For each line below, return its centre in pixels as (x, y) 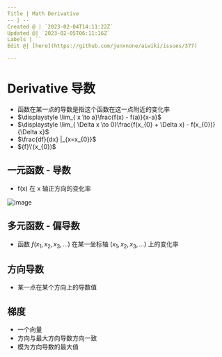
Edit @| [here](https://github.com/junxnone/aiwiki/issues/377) (102, 46)
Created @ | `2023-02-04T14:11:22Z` (60, 26)
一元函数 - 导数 (39, 170)
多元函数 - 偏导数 (43, 226)
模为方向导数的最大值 (48, 347)
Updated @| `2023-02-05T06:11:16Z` (59, 33)
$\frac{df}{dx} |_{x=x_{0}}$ (57, 139)
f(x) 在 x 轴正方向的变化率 (54, 188)
